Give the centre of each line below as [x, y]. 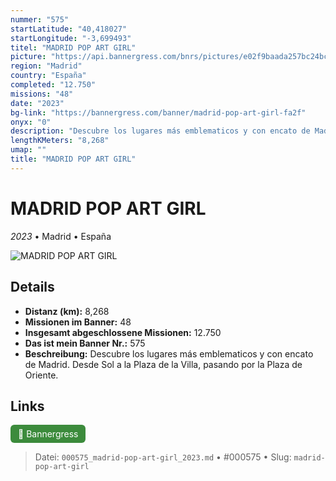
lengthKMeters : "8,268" [60, 141]
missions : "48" [42, 94]
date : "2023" [37, 103]
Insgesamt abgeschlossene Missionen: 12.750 [123, 332]
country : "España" [48, 76]
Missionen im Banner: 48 [78, 322]
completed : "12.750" [53, 85]
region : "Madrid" [46, 66]
